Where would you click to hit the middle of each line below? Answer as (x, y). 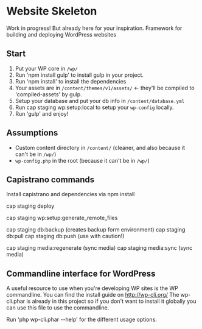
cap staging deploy (30, 206)
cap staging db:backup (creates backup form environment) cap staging (96, 230)
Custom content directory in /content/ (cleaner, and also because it (100, 147)
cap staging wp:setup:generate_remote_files (62, 218)
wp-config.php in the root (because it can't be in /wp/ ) (82, 160)
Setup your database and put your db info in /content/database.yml (100, 101)
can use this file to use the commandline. (58, 308)
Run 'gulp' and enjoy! (42, 113)
